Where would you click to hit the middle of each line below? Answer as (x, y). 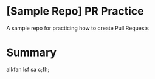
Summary (31, 53)
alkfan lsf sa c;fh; (28, 69)
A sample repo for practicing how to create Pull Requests (77, 28)
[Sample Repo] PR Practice (75, 11)
